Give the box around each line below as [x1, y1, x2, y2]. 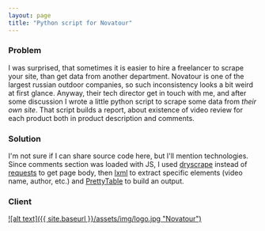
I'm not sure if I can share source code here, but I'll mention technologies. [8, 151, 249, 161]
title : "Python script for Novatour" [8, 19, 133, 27]
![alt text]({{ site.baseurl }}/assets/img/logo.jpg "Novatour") [8, 214, 202, 224]
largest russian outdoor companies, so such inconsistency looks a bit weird [8, 80, 254, 89]
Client [8, 196, 32, 207]
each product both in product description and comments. [8, 113, 195, 123]
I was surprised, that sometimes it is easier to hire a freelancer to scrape [8, 62, 244, 72]
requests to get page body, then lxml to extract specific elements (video [8, 168, 243, 178]
